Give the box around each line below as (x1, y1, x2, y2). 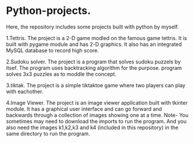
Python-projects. (6, 4, 91, 17)
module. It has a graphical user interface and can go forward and (6, 105, 162, 112)
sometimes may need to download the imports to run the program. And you (6, 117, 187, 124)
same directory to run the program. (6, 130, 90, 137)
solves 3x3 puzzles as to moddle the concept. (6, 70, 117, 77)
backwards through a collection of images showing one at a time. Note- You (6, 112, 189, 119)
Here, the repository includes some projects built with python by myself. (6, 23, 179, 30)
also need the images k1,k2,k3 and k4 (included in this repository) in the (6, 124, 179, 131)
